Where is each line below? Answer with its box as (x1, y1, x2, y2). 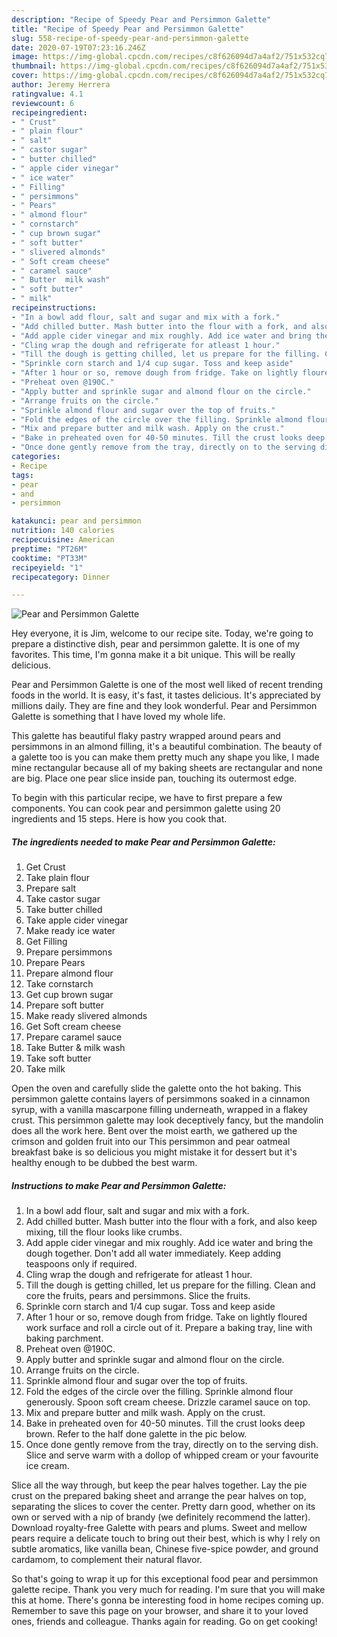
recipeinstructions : (11, 303, 98, 313)
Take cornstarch (25, 978, 94, 990)
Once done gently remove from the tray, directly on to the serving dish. (25, 1439, 319, 1451)
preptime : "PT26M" (11, 544, 88, 554)
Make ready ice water (25, 925, 116, 937)
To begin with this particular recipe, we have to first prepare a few (11, 792, 283, 804)
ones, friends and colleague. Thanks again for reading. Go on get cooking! (11, 1616, 318, 1628)
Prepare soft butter (25, 999, 104, 1011)
